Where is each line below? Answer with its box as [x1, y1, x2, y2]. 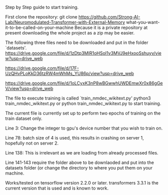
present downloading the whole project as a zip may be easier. [5, 30, 135, 35]
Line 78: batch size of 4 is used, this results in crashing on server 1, [5, 135, 144, 140]
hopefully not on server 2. [5, 140, 59, 146]
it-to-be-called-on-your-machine [5, 24, 74, 30]
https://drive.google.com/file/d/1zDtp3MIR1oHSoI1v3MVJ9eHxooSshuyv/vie [5, 50, 162, 56]
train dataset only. [5, 115, 43, 121]
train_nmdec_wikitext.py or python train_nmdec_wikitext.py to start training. [5, 100, 161, 106]
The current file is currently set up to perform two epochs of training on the [5, 110, 161, 116]
